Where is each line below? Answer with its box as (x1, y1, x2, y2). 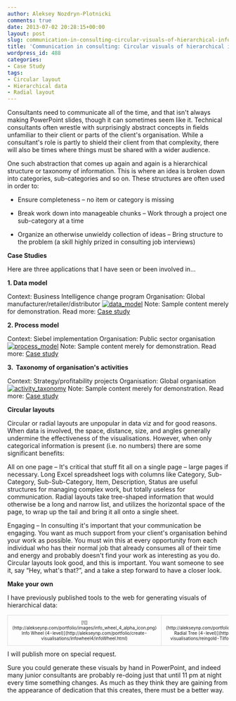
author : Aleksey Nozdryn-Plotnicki (7, 10, 112, 18)
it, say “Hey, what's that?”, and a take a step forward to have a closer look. (7, 566, 223, 575)
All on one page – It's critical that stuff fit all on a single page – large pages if (7, 463, 228, 471)
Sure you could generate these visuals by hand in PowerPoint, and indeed (7, 664, 221, 672)
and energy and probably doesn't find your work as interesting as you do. (7, 551, 220, 560)
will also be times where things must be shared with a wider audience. (7, 146, 211, 154)
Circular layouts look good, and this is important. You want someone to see (7, 559, 225, 567)
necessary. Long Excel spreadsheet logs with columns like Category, (7, 470, 206, 479)
